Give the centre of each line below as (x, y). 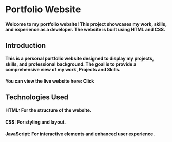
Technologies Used (37, 97)
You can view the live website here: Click (50, 81)
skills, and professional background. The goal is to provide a (71, 64)
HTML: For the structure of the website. (48, 110)
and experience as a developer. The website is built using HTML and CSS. (85, 29)
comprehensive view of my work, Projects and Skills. (63, 69)
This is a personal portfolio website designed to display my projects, (80, 58)
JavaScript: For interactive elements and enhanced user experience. (80, 134)
